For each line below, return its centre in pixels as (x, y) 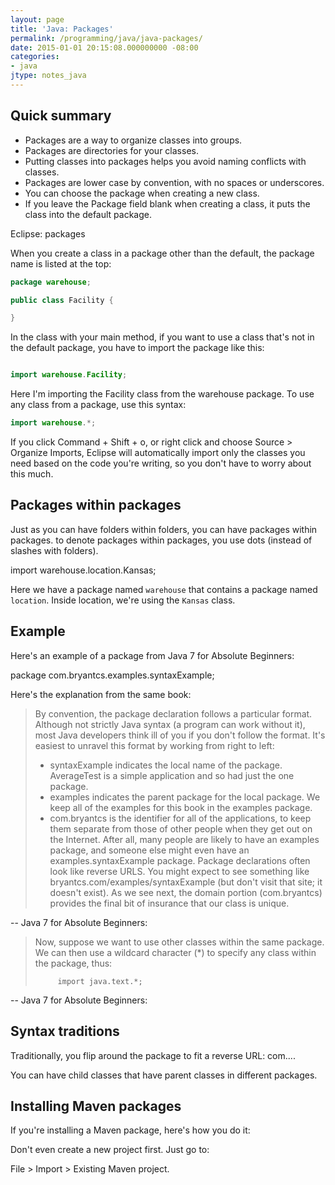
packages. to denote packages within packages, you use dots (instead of (161, 540)
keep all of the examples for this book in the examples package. (181, 807)
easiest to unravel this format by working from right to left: (154, 745)
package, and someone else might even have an (149, 850)
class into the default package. (88, 214)
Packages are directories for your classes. (111, 150)
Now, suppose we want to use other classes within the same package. (179, 942)
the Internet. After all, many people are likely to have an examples (184, 839)
